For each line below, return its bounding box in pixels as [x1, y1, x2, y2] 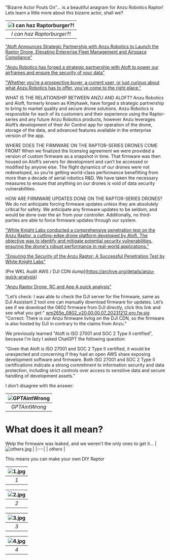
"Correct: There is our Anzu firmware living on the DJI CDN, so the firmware [5, 315, 164, 321]
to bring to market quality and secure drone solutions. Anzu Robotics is [5, 105, 154, 111]
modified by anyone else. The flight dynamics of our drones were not [5, 164, 150, 170]
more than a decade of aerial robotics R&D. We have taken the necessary [5, 175, 158, 181]
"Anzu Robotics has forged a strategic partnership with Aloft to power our [5, 64, 159, 70]
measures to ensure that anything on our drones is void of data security [5, 180, 155, 186]
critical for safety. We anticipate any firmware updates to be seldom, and [5, 206, 157, 212]
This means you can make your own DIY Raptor [5, 456, 105, 462]
